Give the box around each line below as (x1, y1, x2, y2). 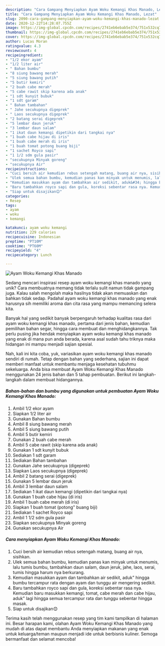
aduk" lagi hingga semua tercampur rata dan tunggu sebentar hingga (12, 595, 152, 601)
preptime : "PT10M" (5, 239, 43, 244)
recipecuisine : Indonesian (5, 234, 61, 239)
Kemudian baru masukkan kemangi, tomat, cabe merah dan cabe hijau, (12, 590, 156, 596)
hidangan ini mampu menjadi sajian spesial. (5, 341, 94, 347)
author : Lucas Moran (5, 39, 48, 44)
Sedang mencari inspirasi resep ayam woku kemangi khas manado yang (5, 280, 151, 285)
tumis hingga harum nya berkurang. (12, 569, 85, 575)
